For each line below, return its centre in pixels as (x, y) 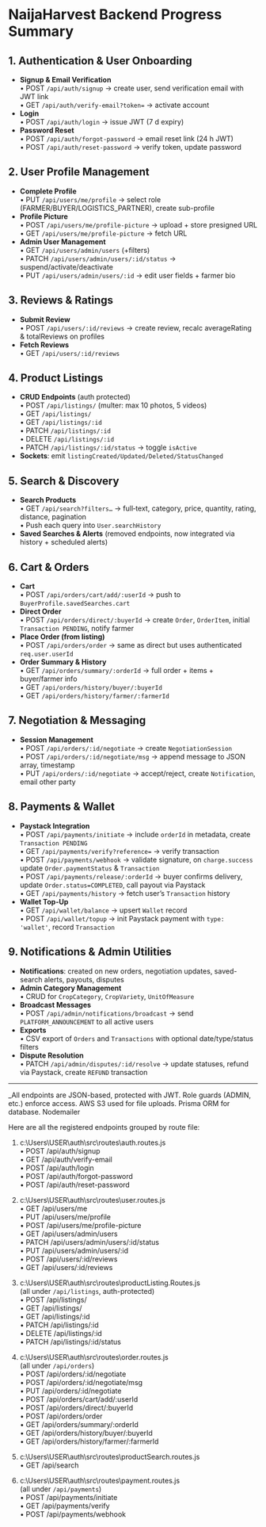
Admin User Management (63, 241)
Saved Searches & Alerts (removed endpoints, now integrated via (127, 534)
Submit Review (45, 320)
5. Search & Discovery (64, 481)
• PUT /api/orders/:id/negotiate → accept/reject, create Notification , (137, 773)
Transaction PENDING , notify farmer (77, 629)
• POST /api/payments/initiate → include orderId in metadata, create (135, 834)
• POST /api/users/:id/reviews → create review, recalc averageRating (135, 327)
